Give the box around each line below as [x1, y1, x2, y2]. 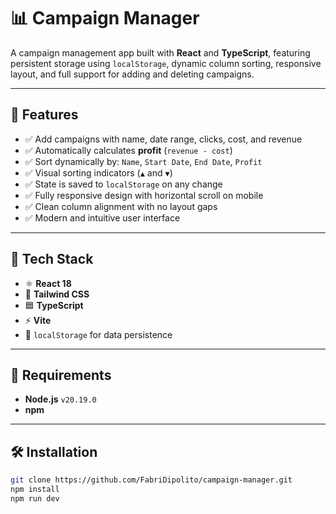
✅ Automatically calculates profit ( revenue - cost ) [24, 144, 233, 156]
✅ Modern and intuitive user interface [24, 211, 181, 224]
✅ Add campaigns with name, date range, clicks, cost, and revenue [24, 133, 303, 145]
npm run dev [10, 493, 60, 504]
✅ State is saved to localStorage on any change [24, 178, 223, 190]
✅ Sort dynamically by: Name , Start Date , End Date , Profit [24, 155, 263, 167]
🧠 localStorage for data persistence [24, 328, 173, 340]
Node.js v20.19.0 [24, 393, 97, 405]
